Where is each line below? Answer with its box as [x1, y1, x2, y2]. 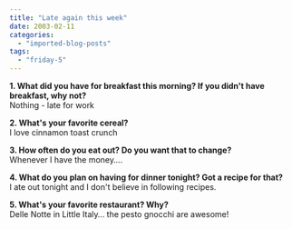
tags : [9, 47, 30, 56]
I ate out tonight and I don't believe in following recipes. [9, 182, 217, 192]
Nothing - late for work [9, 100, 95, 110]
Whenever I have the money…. [9, 154, 123, 164]
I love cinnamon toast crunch [9, 127, 118, 137]
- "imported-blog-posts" [17, 38, 112, 48]
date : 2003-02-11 [9, 22, 75, 31]
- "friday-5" [17, 55, 67, 65]
